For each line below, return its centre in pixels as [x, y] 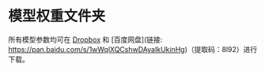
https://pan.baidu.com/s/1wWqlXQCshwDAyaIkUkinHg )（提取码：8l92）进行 [133, 49]
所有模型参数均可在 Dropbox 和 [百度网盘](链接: [85, 39]
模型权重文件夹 [57, 16]
